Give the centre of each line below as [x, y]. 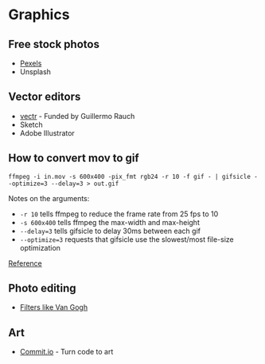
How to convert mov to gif [74, 158]
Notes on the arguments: [49, 198]
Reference [25, 263]
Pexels [31, 63]
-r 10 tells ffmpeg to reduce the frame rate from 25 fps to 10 [119, 214]
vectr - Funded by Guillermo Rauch [77, 116]
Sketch [31, 125]
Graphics [39, 15]
